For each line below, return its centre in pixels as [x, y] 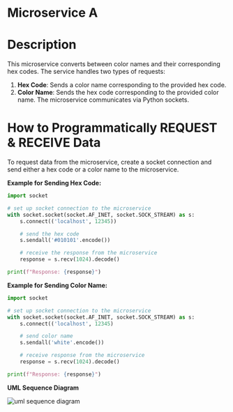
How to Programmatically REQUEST [112, 128]
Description [42, 45]
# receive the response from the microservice [89, 253]
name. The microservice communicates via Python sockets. [103, 100]
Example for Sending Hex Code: [54, 183]
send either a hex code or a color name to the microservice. [93, 169]
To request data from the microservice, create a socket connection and [110, 162]
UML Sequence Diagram [43, 388]
